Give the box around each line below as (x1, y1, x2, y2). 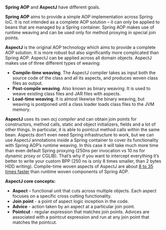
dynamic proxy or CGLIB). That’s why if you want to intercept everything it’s (5, 153, 160, 159)
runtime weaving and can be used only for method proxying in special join (5, 30, 156, 35)
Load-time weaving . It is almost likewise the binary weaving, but (12, 96, 145, 102)
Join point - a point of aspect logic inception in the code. (12, 198, 129, 204)
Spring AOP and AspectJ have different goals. (5, 4, 101, 10)
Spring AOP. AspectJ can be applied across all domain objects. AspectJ (5, 55, 152, 61)
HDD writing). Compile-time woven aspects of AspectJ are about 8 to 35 (5, 163, 154, 169)
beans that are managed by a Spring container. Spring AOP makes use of (5, 24, 155, 30)
